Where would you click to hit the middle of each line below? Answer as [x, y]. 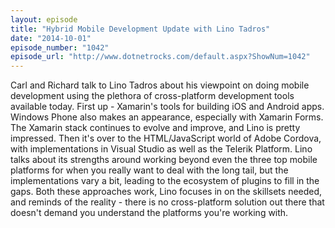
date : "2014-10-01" [51, 38]
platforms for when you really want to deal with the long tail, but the [149, 170]
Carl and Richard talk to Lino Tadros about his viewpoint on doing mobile [160, 85]
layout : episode [44, 19]
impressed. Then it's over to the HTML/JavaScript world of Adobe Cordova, [166, 138]
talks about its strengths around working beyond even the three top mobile [164, 160]
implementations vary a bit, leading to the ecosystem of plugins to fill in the [165, 181]
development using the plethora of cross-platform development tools [152, 96]
